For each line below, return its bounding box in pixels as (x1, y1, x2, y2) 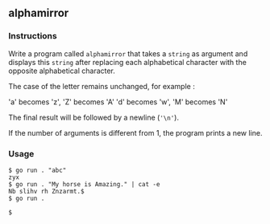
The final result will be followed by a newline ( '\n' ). (8, 112, 180, 122)
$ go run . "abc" (8, 166, 67, 174)
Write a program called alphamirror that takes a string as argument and (8, 48, 248, 59)
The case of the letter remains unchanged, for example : (8, 81, 195, 91)
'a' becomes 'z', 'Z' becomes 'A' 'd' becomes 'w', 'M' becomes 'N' (8, 96, 228, 107)
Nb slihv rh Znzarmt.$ (8, 187, 85, 195)
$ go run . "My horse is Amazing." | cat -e (8, 180, 160, 188)
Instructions (8, 31, 58, 42)
